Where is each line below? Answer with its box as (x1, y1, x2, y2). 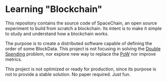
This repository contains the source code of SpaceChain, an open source (5, 20, 157, 26)
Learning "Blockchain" (5, 3, 103, 15)
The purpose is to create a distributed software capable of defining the (5, 40, 152, 46)
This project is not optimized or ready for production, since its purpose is (5, 66, 156, 72)
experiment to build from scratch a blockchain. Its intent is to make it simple (5, 25, 162, 31)
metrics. (5, 56, 23, 62)
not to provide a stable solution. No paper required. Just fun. (5, 71, 131, 77)
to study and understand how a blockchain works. (5, 30, 109, 36)
